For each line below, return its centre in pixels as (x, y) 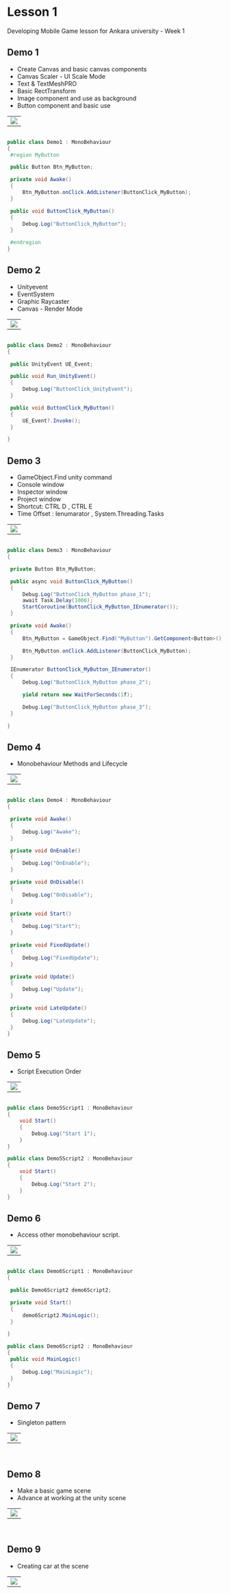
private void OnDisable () (47, 882)
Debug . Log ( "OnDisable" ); (58, 895)
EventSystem (36, 294)
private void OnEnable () (45, 850)
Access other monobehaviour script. (68, 1235)
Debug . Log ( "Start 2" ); (64, 1184)
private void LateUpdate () (49, 1008)
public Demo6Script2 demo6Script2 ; (61, 1290)
